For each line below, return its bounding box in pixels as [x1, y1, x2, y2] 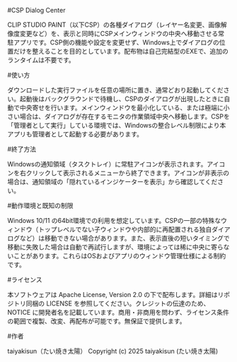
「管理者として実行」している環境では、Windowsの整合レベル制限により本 [7, 121, 226, 129]
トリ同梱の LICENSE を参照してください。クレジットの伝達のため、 [13, 299, 210, 308]
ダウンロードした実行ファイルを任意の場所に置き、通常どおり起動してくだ [7, 86, 224, 94]
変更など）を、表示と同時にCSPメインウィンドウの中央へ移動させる [19, 30, 219, 37]
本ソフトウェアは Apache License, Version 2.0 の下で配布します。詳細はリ [7, 291, 224, 298]
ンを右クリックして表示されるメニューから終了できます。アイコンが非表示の [7, 169, 230, 177]
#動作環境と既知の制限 [7, 201, 74, 210]
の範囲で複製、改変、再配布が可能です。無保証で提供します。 [7, 317, 186, 325]
